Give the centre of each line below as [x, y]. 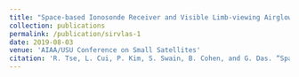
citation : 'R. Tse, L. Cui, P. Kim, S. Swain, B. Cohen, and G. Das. [141, 58]
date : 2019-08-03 [41, 42]
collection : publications [57, 26]
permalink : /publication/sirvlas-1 [75, 34]
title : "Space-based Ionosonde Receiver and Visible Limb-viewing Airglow [151, 17]
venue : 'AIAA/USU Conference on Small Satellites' [105, 50]
